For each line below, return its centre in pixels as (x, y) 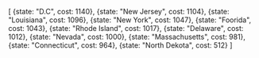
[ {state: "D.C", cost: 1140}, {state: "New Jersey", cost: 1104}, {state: (119, 12)
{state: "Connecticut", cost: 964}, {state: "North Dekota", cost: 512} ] (120, 45)
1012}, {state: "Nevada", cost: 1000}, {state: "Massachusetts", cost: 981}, (127, 37)
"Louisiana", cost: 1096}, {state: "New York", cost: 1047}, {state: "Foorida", (130, 20)
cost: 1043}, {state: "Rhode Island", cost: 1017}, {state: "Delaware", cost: (126, 28)
